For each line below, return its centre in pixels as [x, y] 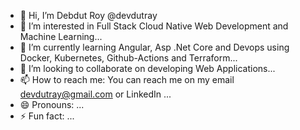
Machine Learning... [61, 36]
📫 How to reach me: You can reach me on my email [127, 79]
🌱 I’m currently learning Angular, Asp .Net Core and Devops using [154, 47]
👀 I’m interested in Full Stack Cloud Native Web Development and [154, 26]
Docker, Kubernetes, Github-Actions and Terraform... [128, 58]
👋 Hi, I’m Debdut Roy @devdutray [88, 15]
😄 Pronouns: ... [52, 104]
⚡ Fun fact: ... [47, 116]
